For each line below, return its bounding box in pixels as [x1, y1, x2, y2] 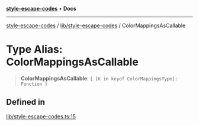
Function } [20, 81, 48, 87]
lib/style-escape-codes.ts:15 [6, 112, 76, 120]
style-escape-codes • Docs [6, 5, 77, 12]
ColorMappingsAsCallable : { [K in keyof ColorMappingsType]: [20, 75, 178, 82]
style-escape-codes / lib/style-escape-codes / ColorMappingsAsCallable [6, 22, 186, 29]
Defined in [6, 97, 46, 107]
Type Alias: [6, 43, 63, 56]
